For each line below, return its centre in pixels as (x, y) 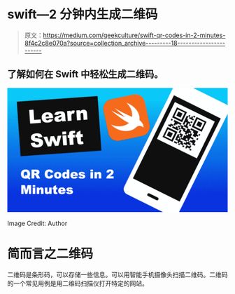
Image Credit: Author (37, 223)
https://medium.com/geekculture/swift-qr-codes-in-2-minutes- (134, 35)
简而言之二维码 (50, 254)
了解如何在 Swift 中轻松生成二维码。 (85, 74)
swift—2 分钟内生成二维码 (83, 14)
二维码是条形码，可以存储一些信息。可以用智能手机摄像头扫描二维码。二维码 (117, 275)
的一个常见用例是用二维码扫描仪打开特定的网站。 (78, 283)
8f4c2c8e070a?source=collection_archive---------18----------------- (125, 43)
